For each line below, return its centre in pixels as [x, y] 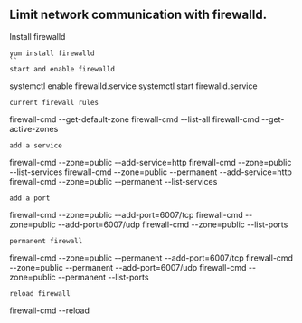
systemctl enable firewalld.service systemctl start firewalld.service [133, 86]
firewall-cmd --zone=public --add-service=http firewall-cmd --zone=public [151, 162]
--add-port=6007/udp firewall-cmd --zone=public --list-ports [173, 224]
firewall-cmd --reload [50, 310]
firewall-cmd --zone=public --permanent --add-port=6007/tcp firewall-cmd [151, 258]
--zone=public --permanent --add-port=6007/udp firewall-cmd [128, 267]
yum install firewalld [52, 53]
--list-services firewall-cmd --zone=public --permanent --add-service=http [151, 172]
